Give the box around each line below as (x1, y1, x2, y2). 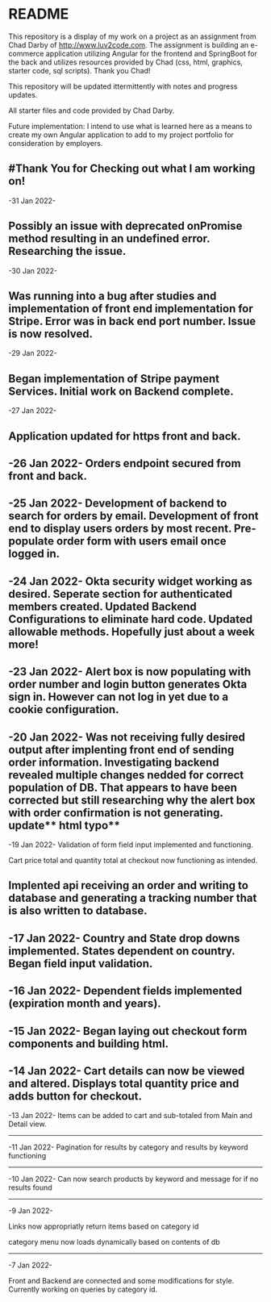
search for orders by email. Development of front (8, 509, 259, 523)
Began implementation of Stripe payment (8, 372, 220, 386)
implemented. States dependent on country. (8, 944, 236, 958)
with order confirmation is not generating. (8, 806, 223, 820)
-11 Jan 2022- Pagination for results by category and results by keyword (8, 1142, 248, 1152)
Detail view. (8, 1119, 47, 1129)
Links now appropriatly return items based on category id (8, 1221, 199, 1231)
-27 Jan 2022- (8, 406, 57, 415)
